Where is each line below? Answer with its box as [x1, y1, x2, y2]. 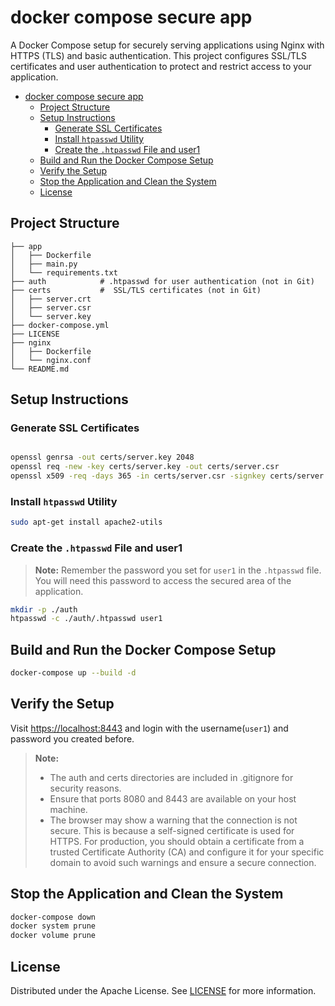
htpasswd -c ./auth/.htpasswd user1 [10, 614, 163, 624]
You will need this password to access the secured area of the [34, 574, 292, 586]
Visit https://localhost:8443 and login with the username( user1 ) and [10, 722, 289, 734]
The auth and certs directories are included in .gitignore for [49, 771, 294, 783]
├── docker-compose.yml [10, 320, 110, 330]
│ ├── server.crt [10, 294, 92, 304]
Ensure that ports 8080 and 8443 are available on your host [49, 792, 297, 805]
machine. [49, 803, 88, 815]
